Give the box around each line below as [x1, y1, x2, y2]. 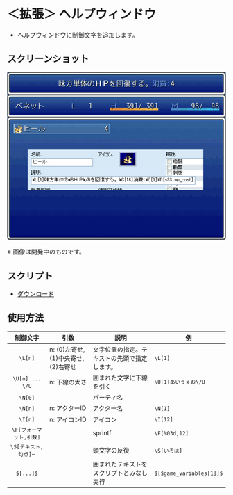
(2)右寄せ [49, 362, 77, 371]
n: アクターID [49, 404, 87, 412]
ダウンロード [17, 289, 54, 298]
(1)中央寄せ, [49, 354, 85, 362]
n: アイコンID [49, 415, 87, 423]
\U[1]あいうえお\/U [154, 379, 206, 386]
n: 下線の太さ [49, 378, 87, 386]
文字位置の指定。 [92, 345, 142, 353]
